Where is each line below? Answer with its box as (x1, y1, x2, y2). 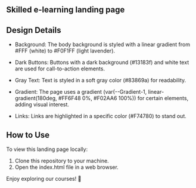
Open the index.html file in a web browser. (14, 164, 119, 171)
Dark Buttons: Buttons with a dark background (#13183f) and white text (14, 59, 189, 66)
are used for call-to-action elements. (14, 65, 105, 72)
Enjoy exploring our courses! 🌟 (6, 175, 82, 183)
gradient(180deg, (14, 95, 58, 102)
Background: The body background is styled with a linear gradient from (14, 41, 191, 48)
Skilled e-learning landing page (6, 5, 125, 15)
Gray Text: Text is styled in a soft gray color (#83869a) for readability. (14, 77, 186, 84)
